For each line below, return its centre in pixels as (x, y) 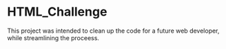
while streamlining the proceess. (53, 37)
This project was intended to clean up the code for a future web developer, (113, 31)
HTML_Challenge (57, 12)
